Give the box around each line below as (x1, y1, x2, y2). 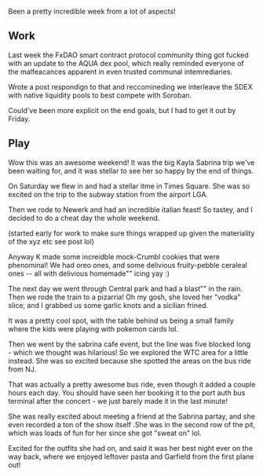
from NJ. (8, 364, 37, 374)
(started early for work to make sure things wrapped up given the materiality (8, 228, 255, 238)
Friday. (8, 114, 31, 123)
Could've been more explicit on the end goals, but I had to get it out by (8, 105, 236, 115)
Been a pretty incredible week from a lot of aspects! (8, 7, 176, 16)
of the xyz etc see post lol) (8, 236, 94, 246)
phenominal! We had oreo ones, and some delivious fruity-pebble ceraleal (8, 260, 247, 269)
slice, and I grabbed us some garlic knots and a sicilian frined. (8, 300, 209, 309)
